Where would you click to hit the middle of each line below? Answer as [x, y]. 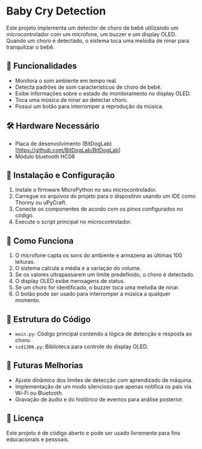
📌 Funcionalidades [42, 66]
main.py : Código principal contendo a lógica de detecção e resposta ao [103, 334]
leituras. [25, 262]
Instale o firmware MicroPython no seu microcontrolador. [86, 190]
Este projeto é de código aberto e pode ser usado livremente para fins [93, 433]
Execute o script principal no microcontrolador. [73, 222]
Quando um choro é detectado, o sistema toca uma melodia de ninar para [98, 40]
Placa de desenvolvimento [48, 144]
